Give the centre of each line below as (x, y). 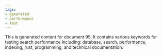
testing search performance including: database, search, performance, (76, 42)
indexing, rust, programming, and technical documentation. (64, 47)
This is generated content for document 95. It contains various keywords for (81, 37)
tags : (10, 9)
